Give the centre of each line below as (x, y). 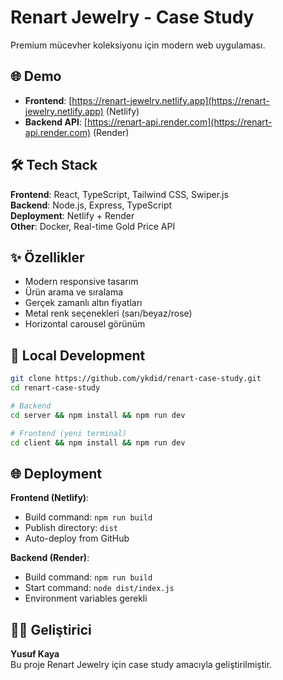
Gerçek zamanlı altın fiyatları (83, 303)
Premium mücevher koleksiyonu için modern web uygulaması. (138, 45)
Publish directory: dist (71, 528)
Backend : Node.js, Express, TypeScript (91, 205)
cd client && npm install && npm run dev (98, 442)
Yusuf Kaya (35, 654)
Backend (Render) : (50, 558)
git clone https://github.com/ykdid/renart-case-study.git (136, 379)
